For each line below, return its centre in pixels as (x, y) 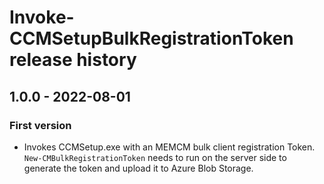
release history (73, 60)
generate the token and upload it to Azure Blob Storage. (138, 168)
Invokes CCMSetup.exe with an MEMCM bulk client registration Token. (169, 147)
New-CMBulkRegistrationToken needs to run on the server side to (155, 157)
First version (40, 125)
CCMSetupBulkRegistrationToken (151, 38)
